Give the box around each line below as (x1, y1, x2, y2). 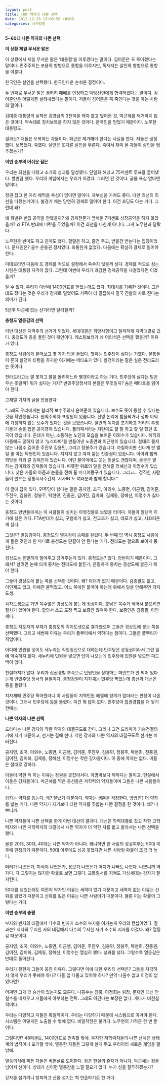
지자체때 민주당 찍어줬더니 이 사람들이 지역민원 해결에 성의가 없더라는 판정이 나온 (5, 693, 161, 699)
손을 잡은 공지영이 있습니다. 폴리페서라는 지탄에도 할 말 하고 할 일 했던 (18, 426, 153, 432)
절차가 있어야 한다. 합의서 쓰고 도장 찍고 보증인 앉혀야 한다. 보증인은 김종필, (5, 607, 150, 613)
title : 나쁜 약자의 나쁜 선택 (5, 12, 58, 17)
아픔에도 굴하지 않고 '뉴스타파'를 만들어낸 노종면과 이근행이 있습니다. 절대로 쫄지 (5, 439, 160, 445)
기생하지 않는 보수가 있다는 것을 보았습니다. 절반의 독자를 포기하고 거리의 (10, 420, 150, 426)
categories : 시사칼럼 (5, 21, 45, 26)
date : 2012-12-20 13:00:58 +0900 (5, 16, 74, 21)
